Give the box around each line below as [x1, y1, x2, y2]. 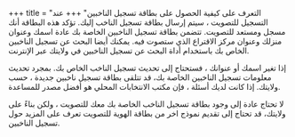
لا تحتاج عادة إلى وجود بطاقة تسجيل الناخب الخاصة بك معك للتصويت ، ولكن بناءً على [8, 99, 284, 109]
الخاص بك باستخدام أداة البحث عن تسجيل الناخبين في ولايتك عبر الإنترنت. [8, 45, 250, 56]
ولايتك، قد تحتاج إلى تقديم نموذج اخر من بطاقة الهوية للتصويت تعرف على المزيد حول [8, 109, 286, 118]
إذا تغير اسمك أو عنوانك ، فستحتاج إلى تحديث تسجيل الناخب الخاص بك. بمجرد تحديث [8, 62, 286, 73]
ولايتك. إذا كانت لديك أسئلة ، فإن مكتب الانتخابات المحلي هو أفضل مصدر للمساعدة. [8, 82, 281, 92]
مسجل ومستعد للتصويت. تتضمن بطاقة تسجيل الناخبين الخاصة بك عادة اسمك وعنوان [8, 27, 286, 36]
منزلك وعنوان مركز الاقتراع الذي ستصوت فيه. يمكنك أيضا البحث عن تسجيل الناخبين [8, 36, 283, 46]
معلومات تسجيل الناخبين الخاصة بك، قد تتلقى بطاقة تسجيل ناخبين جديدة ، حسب [8, 72, 272, 83]
